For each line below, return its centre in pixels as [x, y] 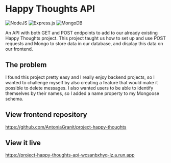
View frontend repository [46, 115]
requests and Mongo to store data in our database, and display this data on [84, 43]
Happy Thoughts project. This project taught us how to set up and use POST [86, 38]
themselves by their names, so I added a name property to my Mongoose [82, 93]
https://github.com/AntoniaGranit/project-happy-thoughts [66, 127]
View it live [23, 143]
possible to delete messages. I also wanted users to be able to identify [79, 88]
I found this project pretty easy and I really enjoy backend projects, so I [80, 77]
